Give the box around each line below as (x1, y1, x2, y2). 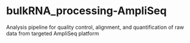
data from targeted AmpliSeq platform (6, 29, 99, 37)
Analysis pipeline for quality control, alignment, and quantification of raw (6, 24, 185, 31)
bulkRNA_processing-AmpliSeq (6, 4, 167, 18)
